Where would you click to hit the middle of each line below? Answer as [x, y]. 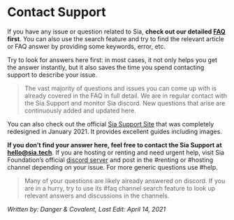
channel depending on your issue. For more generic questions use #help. [112, 167]
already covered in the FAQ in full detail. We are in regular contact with [126, 96]
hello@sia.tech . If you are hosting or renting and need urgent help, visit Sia [116, 152]
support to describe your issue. [52, 75]
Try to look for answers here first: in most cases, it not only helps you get [112, 59]
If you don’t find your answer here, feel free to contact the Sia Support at [115, 145]
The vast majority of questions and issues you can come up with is [120, 88]
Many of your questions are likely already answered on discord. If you [125, 181]
